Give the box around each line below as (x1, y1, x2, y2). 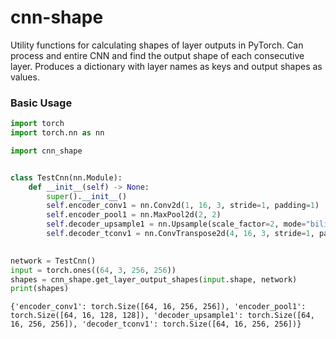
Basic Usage (10, 96, 73, 110)
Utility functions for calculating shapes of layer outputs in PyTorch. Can (10, 39, 304, 51)
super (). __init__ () (46, 191, 128, 201)
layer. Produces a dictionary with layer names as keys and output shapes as (10, 60, 323, 72)
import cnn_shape (10, 146, 83, 156)
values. (10, 71, 40, 83)
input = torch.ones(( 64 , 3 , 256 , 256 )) (10, 265, 177, 275)
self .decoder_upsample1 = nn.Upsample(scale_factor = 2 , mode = (46, 219, 307, 230)
